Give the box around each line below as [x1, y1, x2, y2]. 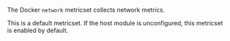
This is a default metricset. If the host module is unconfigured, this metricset [7, 19, 223, 27]
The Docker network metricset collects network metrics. [7, 6, 165, 14]
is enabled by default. [7, 27, 69, 34]
